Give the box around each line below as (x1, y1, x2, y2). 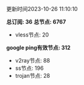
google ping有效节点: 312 (6, 44, 71, 51)
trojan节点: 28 (15, 72, 51, 79)
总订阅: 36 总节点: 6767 (6, 18, 66, 25)
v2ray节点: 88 (15, 57, 51, 64)
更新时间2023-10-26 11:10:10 (6, 5, 78, 12)
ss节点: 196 (15, 64, 44, 72)
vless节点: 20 (15, 31, 49, 38)
